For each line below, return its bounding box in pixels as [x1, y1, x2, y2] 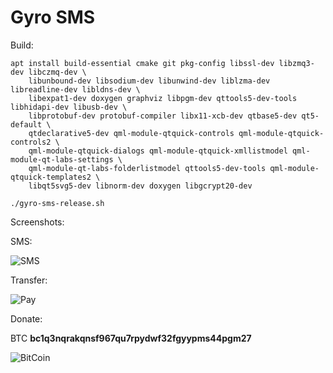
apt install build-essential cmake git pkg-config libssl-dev [10, 58, 275, 68]
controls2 [10, 137, 52, 147]
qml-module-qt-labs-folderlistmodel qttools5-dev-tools [28, 163, 267, 173]
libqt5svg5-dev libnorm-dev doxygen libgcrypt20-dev [28, 181, 253, 191]
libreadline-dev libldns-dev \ [10, 84, 141, 95]
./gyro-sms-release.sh [10, 198, 105, 208]
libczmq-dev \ [28, 67, 87, 77]
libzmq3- [278, 58, 315, 68]
